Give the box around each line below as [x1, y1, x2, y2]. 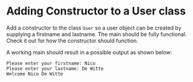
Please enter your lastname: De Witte [6, 65, 104, 72]
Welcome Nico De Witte [6, 71, 63, 77]
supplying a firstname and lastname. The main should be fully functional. [6, 30, 187, 37]
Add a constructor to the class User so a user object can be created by [6, 24, 182, 31]
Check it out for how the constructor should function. [6, 37, 139, 44]
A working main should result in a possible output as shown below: [6, 48, 172, 55]
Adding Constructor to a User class [6, 4, 186, 18]
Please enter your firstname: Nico [6, 60, 96, 66]
